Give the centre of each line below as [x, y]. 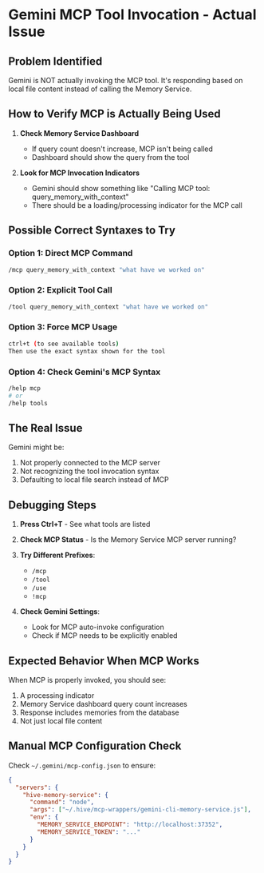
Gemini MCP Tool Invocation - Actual [132, 15]
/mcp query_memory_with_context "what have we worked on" [106, 269]
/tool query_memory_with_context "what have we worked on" [108, 307]
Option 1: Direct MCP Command [71, 253]
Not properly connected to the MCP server [90, 463]
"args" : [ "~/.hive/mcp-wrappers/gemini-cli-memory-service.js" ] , [140, 810]
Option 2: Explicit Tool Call [61, 290]
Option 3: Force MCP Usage [63, 327]
